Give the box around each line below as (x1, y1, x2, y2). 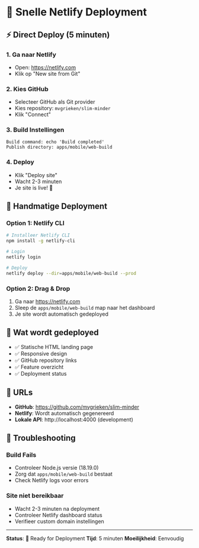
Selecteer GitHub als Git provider (14, 98, 96, 105)
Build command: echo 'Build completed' (6, 139, 105, 145)
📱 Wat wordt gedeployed (6, 328, 99, 338)
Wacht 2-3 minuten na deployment (14, 505, 99, 512)
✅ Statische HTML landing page (14, 343, 94, 350)
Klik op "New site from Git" (14, 70, 81, 77)
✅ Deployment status (14, 370, 67, 377)
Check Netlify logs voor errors (14, 477, 89, 484)
